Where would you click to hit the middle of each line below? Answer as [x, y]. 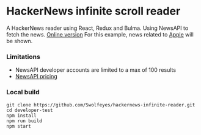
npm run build [24, 121]
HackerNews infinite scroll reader [93, 11]
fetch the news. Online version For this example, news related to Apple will [100, 34]
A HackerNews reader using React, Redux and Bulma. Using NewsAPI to [97, 28]
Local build [23, 92]
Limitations [24, 57]
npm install [21, 116]
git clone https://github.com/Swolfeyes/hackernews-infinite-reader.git [101, 105]
